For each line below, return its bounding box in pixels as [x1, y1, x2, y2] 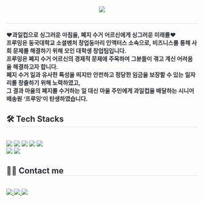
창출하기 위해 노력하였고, [18, 78, 81, 87]
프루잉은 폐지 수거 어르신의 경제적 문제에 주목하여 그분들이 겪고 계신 [6, 55, 176, 63]
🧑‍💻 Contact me [6, 165, 64, 176]
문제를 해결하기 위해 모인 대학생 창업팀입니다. [13, 47, 127, 55]
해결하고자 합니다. [13, 63, 59, 71]
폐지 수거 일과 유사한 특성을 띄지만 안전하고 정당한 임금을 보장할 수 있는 [6, 71, 184, 78]
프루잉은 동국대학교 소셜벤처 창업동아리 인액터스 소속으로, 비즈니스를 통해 [6, 39, 191, 47]
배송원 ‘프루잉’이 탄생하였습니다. [6, 94, 88, 103]
